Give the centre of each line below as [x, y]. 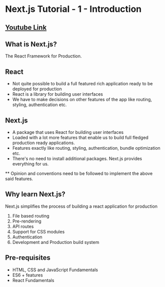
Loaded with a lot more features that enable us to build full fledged [80, 138]
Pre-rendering [27, 221]
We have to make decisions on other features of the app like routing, [82, 100]
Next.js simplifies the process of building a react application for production [81, 206]
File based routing [31, 216]
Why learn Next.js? [35, 194]
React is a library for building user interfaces [57, 94]
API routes [23, 226]
